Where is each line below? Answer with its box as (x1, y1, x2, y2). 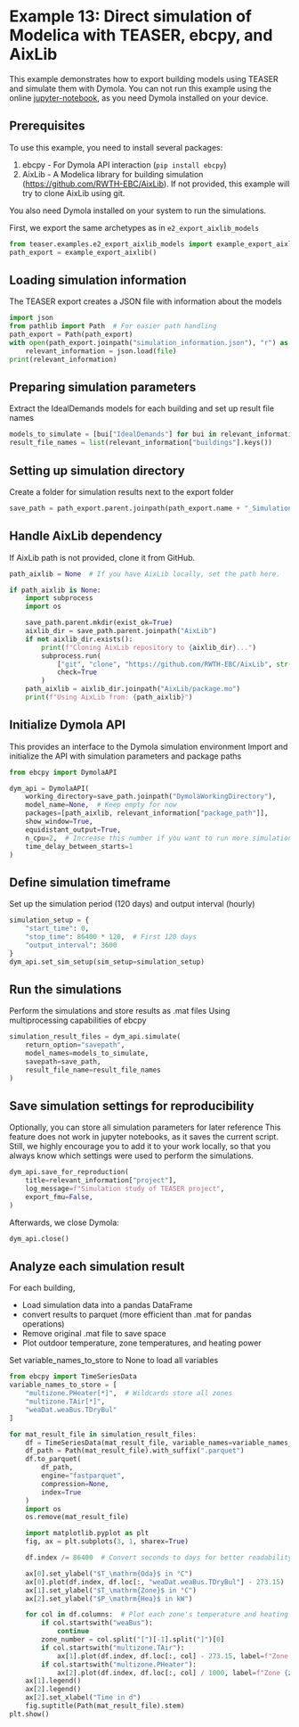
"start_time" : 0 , (25, 925, 90, 933)
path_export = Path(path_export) (9, 330, 133, 340)
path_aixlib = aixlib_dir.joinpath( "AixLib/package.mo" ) (25, 685, 241, 694)
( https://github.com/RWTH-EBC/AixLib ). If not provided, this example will (21, 178, 290, 189)
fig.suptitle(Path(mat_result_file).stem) (25, 1701, 185, 1711)
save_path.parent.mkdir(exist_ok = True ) (25, 618, 174, 628)
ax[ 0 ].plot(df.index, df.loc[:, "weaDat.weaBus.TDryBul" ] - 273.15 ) (25, 1577, 285, 1586)
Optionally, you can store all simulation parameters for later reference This (9, 1122, 281, 1133)
